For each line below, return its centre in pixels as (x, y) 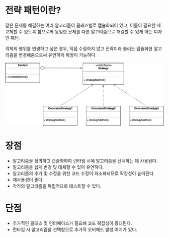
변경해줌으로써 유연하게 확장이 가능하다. (58, 55)
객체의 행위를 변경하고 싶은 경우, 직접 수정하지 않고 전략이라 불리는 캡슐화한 (79, 48)
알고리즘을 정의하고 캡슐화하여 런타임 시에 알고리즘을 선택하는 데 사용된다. (85, 161)
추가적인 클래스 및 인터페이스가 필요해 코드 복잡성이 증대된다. (72, 223)
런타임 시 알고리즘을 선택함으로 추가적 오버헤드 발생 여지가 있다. (75, 229)
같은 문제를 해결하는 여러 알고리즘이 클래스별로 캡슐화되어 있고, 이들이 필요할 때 (83, 25)
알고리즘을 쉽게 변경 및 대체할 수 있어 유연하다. (58, 167)
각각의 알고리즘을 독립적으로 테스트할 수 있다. (57, 186)
